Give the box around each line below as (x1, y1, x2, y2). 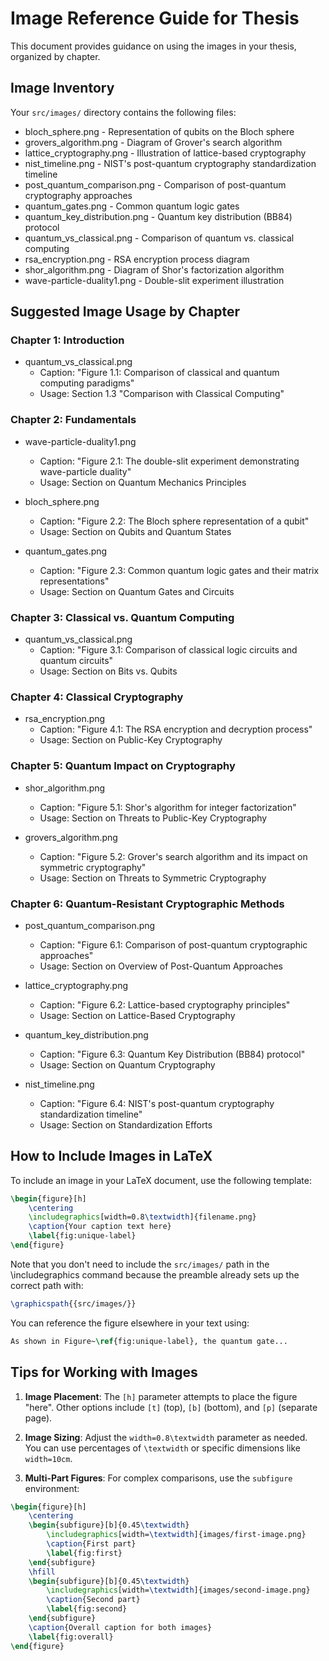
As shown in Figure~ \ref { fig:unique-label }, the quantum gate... (10, 1336, 288, 1346)
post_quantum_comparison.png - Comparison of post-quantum (24, 178, 287, 191)
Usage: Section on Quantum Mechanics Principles (39, 476, 247, 488)
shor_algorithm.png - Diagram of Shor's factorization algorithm (24, 263, 285, 276)
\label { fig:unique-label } (28, 1231, 137, 1241)
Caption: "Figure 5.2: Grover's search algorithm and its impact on (39, 850, 308, 862)
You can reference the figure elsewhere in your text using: (10, 1317, 250, 1329)
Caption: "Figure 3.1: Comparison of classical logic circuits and (39, 644, 298, 656)
